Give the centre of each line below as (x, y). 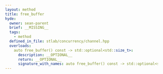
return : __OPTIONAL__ (40, 59)
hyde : (10, 18)
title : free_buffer (25, 14)
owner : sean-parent (29, 23)
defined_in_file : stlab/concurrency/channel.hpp (59, 41)
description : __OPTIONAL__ (45, 55)
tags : (15, 32)
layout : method (20, 9)
